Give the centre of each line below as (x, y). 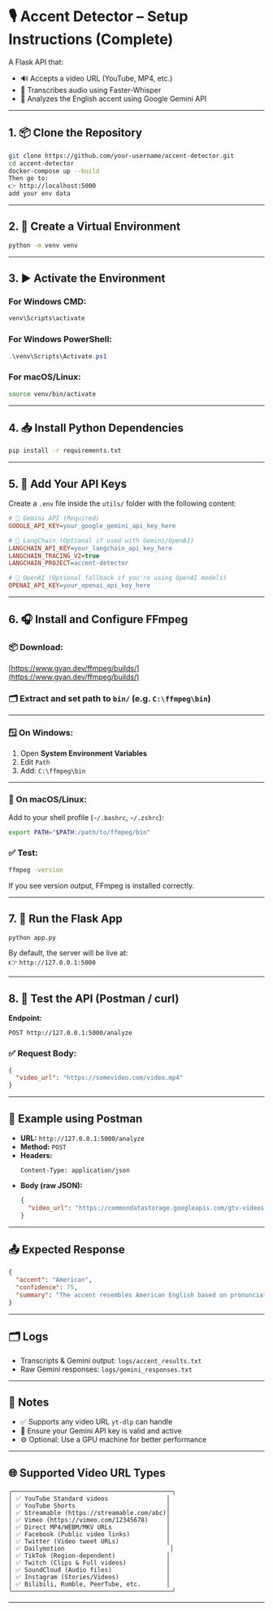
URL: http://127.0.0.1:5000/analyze (82, 1138)
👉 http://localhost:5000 (52, 186)
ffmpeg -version (36, 870)
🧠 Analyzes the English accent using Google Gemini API (113, 99)
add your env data (39, 194)
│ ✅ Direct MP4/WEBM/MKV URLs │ (89, 1528)
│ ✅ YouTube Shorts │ (89, 1506)
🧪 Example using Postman (76, 1119)
